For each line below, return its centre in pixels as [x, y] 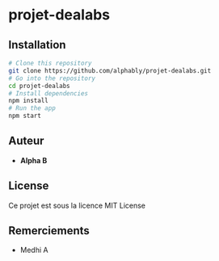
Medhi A [34, 250]
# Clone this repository [50, 63]
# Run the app [32, 108]
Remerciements [49, 231]
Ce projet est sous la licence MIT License [77, 205]
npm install [28, 101]
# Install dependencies [48, 93]
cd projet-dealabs [39, 86]
